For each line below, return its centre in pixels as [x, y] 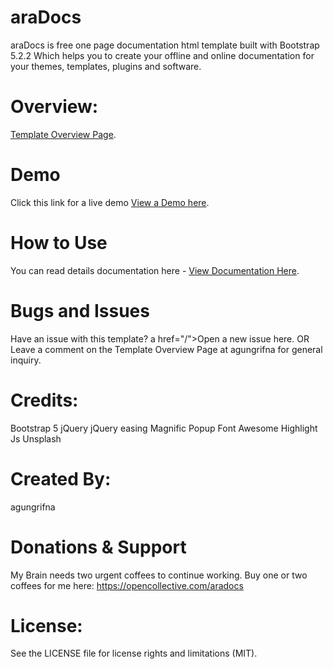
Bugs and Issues [80, 310]
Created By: [61, 478]
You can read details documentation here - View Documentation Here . [155, 270]
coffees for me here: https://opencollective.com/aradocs [127, 585]
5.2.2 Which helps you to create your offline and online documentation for [162, 55]
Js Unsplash [36, 438]
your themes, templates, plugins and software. [106, 66]
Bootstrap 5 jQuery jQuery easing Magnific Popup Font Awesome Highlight [164, 428]
